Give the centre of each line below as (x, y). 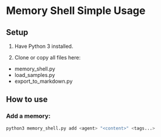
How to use (27, 99)
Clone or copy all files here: (47, 57)
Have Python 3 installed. (44, 46)
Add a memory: (28, 116)
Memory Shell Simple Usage (76, 11)
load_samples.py (35, 75)
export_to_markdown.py (43, 81)
